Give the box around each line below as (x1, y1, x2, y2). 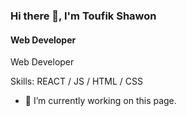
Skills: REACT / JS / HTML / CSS (10, 75, 143, 88)
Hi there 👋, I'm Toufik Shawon (10, 9, 157, 23)
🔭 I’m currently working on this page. (24, 95, 177, 107)
